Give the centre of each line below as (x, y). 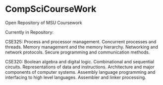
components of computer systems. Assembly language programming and (80, 72)
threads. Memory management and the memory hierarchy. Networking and (82, 47)
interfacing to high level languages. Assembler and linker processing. (76, 77)
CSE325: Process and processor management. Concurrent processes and (81, 42)
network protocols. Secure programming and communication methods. (78, 52)
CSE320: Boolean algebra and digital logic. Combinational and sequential (80, 61)
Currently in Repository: (29, 32)
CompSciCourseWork (51, 9)
